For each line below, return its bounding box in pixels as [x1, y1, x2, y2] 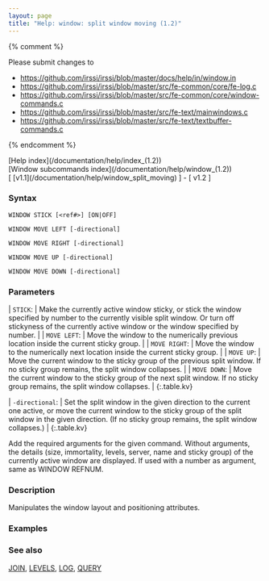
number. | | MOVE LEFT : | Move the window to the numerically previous [8, 330, 238, 340]
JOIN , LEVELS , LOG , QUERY [8, 562, 102, 573]
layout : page [8, 11, 52, 20]
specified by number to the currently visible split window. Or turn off [8, 313, 235, 323]
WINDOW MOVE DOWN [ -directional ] [8, 267, 121, 275]
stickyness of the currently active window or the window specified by [8, 322, 239, 332]
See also [8, 545, 43, 556]
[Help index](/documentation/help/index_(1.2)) [8, 155, 162, 165]
